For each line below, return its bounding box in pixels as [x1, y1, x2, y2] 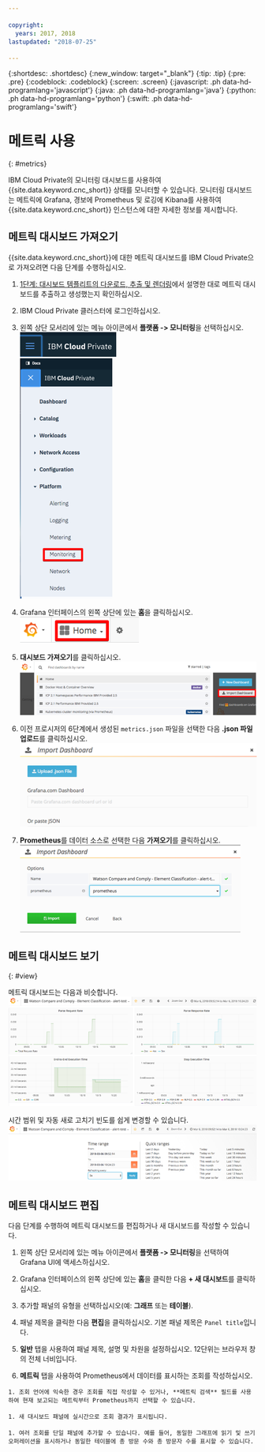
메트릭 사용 [8, 133, 76, 150]
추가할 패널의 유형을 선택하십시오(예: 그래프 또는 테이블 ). [19, 1301, 193, 1311]
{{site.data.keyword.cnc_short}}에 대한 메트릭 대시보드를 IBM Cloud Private [8, 253, 248, 262]
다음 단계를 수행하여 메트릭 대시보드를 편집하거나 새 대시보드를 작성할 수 [8, 1221, 230, 1231]
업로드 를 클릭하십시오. [19, 734, 88, 743]
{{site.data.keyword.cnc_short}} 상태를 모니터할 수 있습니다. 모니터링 [8, 186, 226, 195]
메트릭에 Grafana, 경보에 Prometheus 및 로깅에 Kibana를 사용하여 [16, 195, 222, 204]
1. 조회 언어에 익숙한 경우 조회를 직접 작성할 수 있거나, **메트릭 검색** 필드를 [8, 1388, 238, 1397]
